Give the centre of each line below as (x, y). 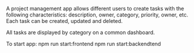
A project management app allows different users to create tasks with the (95, 9)
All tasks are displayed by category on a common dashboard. (80, 32)
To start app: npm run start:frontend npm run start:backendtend (83, 44)
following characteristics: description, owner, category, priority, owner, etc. (97, 15)
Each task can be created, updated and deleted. (64, 21)
